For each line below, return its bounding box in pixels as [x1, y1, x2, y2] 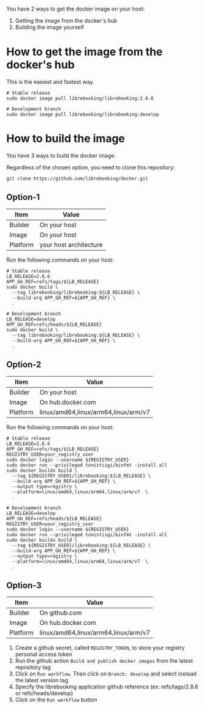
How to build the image [6, 131, 125, 146]
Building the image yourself [15, 24, 84, 31]
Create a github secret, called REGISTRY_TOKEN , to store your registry [15, 644, 185, 652]
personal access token [15, 651, 72, 658]
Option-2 [6, 360, 41, 370]
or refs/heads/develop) [15, 690, 73, 697]
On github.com [39, 608, 82, 617]
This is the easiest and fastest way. [6, 78, 94, 85]
